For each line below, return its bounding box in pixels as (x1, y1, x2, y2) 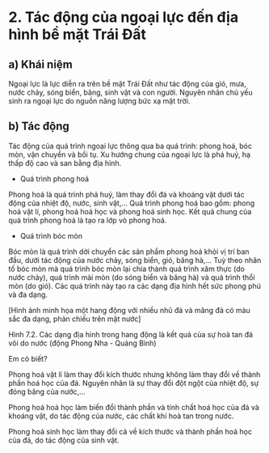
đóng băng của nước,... (8, 387, 86, 396)
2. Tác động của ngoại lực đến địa (8, 8, 239, 27)
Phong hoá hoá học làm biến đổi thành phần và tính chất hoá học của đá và (8, 402, 260, 412)
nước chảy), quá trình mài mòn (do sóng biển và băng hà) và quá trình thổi (8, 272, 256, 282)
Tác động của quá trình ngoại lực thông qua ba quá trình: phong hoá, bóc (8, 141, 253, 150)
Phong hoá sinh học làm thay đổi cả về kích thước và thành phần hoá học (8, 426, 253, 436)
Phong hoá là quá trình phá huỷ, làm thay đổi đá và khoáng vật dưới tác (8, 189, 245, 199)
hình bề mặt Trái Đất (8, 25, 147, 44)
